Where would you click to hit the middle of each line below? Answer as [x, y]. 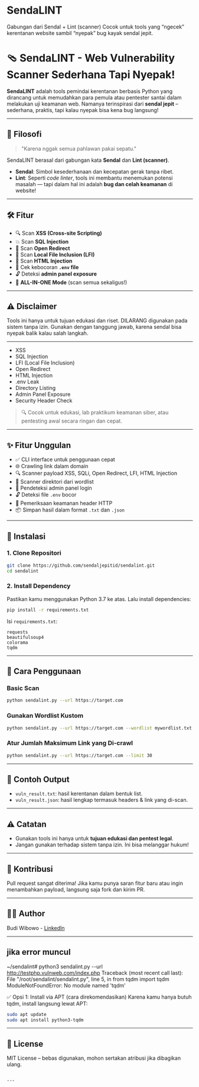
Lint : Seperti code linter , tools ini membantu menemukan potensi [94, 178]
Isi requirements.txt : [32, 621]
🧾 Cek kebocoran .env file [47, 267]
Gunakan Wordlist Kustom [45, 716]
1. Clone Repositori [34, 553]
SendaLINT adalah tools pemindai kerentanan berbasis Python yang [90, 91]
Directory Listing [35, 388]
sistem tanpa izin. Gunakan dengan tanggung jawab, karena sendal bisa [94, 327]
